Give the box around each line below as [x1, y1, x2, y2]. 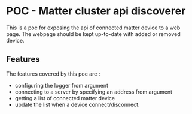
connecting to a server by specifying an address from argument [14, 88, 172, 95]
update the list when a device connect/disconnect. [14, 101, 140, 108]
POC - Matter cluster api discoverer [6, 4, 186, 18]
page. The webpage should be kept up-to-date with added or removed [6, 30, 181, 37]
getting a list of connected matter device [14, 94, 115, 101]
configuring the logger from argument [14, 82, 109, 89]
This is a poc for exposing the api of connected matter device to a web [6, 24, 181, 31]
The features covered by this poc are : [6, 70, 100, 77]
